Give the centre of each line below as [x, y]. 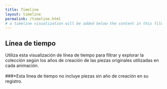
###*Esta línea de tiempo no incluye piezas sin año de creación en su [77, 76]
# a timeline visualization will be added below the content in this [79, 23]
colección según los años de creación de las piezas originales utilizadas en [82, 60]
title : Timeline [22, 10]
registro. [14, 81]
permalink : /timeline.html [33, 19]
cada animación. [22, 66]
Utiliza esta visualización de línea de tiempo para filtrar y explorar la [75, 55]
